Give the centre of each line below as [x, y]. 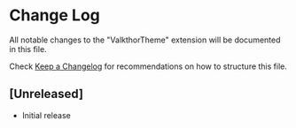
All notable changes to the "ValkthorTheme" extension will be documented [145, 40]
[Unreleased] [47, 94]
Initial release [46, 115]
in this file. [28, 49]
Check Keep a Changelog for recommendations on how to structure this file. [148, 66]
